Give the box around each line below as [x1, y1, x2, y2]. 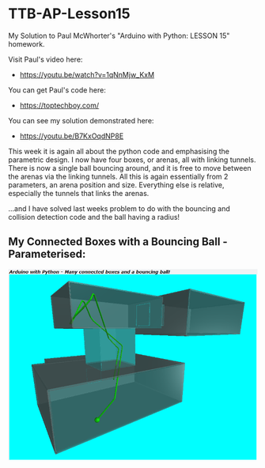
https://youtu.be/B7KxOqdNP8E [19, 131, 124, 141]
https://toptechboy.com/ [19, 100, 100, 110]
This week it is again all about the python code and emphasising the [8, 146, 229, 156]
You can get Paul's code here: [8, 85, 107, 95]
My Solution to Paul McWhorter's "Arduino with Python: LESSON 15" [8, 31, 230, 40]
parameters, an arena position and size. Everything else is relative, [8, 179, 225, 190]
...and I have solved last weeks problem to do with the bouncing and [8, 203, 231, 213]
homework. [8, 39, 45, 48]
